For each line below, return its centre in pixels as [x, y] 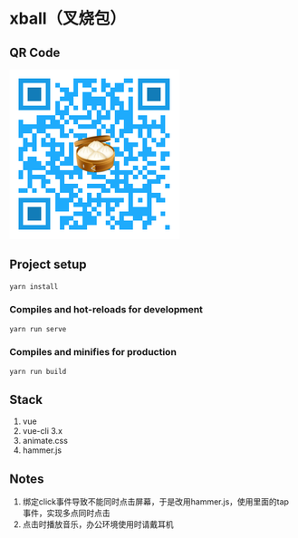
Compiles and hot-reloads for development [106, 309]
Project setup [48, 265]
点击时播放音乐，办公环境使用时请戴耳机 [98, 524]
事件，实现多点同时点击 [66, 514]
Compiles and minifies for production [93, 352]
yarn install [34, 286]
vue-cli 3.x [43, 431]
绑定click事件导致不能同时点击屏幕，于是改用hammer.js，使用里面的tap [156, 502]
